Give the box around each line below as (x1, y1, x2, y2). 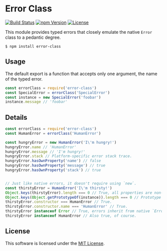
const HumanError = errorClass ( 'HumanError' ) (5, 131, 101, 136)
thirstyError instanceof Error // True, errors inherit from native (5, 209, 150, 214)
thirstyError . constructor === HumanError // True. (5, 199, 112, 204)
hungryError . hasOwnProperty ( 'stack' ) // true (5, 167, 101, 173)
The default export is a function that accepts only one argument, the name (5, 71, 158, 77)
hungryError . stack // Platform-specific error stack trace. (5, 154, 133, 159)
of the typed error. (5, 76, 43, 82)
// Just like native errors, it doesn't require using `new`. (5, 181, 137, 186)
